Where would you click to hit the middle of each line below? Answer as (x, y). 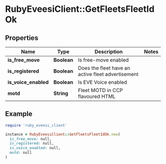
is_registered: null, (32, 143)
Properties (22, 38)
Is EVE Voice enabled (103, 82)
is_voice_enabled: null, (35, 148)
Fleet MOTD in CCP (101, 90)
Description (109, 52)
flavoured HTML (97, 96)
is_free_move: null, (31, 139)
